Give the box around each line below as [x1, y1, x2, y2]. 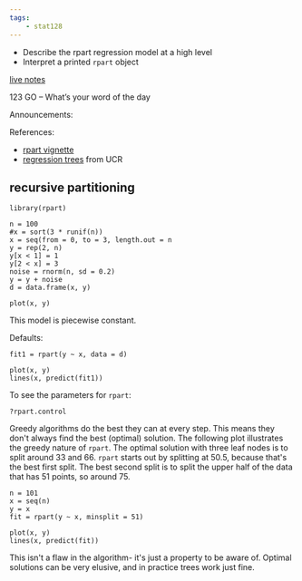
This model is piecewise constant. [9, 315, 137, 326]
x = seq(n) [9, 497, 51, 506]
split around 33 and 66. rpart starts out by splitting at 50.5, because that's [9, 452, 287, 463]
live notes [9, 73, 46, 84]
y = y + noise [9, 276, 63, 285]
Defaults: [9, 333, 44, 344]
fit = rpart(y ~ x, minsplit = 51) [9, 513, 144, 522]
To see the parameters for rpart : [9, 390, 132, 401]
